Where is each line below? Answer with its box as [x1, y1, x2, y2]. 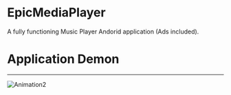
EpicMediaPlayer [7, 5, 106, 21]
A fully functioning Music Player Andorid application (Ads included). [7, 27, 199, 36]
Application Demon [7, 51, 120, 67]
